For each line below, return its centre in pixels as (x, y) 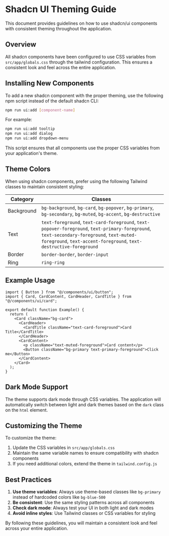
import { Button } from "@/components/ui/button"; (59, 292)
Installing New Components (50, 84)
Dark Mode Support (37, 387)
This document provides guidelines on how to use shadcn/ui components (81, 23)
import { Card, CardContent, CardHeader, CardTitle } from (68, 296)
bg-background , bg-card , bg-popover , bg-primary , (98, 207)
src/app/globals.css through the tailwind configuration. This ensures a (79, 62)
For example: (19, 120)
